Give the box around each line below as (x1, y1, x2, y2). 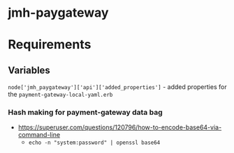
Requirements (8, 37, 92, 53)
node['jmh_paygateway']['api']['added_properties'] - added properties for (8, 83, 227, 91)
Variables (8, 64, 51, 76)
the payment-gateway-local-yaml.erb (8, 90, 113, 99)
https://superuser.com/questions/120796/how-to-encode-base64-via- (17, 123, 222, 131)
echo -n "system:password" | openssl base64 (28, 139, 161, 147)
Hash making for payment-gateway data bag (8, 108, 163, 118)
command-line (17, 131, 61, 139)
